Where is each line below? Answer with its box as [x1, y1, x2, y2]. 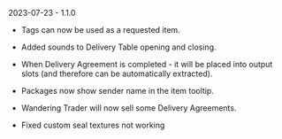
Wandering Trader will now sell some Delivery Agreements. [20, 103, 237, 113]
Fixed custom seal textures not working [20, 120, 165, 130]
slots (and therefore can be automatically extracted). [20, 68, 213, 79]
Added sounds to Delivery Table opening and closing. [20, 42, 217, 52]
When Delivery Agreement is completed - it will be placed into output [20, 59, 273, 69]
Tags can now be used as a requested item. [20, 25, 180, 35]
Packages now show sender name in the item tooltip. [20, 86, 214, 96]
